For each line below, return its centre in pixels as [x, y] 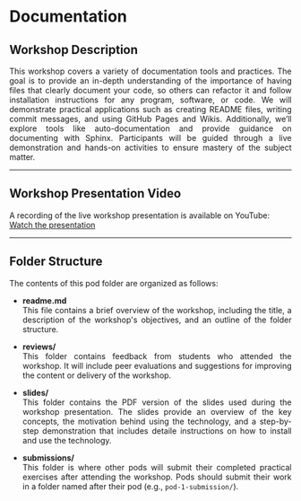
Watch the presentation [52, 224]
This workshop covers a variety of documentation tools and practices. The [150, 71]
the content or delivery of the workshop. [97, 375]
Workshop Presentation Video [95, 193]
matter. [22, 157]
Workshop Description [74, 50]
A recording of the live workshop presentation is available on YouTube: [140, 215]
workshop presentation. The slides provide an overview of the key [157, 411]
